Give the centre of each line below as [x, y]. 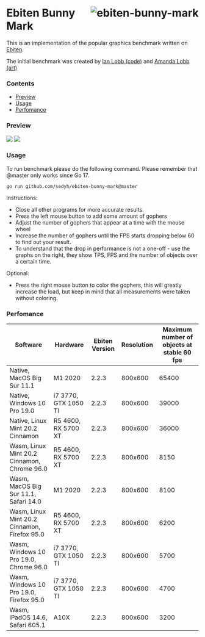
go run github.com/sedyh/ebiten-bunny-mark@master [72, 186]
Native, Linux [28, 421]
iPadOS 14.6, [28, 617]
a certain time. [33, 261]
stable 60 [177, 353]
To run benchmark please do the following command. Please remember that [102, 168]
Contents [20, 84]
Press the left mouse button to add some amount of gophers [91, 216]
